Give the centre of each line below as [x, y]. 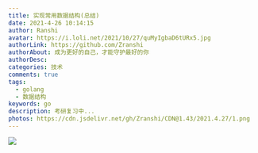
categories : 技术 [36, 67]
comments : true [33, 75]
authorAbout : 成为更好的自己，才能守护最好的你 [79, 52]
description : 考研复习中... [52, 112]
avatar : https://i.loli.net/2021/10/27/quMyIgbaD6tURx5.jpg [110, 38]
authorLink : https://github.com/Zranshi [76, 45]
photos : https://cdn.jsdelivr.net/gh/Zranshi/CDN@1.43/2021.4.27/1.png [129, 119]
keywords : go [30, 104]
